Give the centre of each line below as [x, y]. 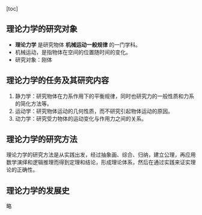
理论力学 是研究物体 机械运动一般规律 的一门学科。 [78, 44]
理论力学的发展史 [38, 191]
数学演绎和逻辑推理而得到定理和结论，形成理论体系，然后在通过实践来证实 [98, 162]
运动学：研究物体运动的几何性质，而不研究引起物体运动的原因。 [94, 111]
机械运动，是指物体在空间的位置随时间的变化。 [73, 52]
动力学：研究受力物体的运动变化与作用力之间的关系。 [81, 118]
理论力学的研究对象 [42, 29]
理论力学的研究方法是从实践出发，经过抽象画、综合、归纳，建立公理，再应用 [101, 155]
